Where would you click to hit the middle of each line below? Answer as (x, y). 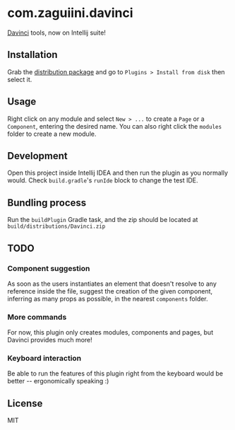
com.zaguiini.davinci (70, 13)
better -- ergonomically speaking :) (58, 381)
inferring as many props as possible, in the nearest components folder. (108, 298)
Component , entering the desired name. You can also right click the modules (115, 126)
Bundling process (47, 203)
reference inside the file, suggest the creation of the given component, (110, 291)
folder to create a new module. (52, 134)
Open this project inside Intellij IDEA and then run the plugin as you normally (117, 173)
